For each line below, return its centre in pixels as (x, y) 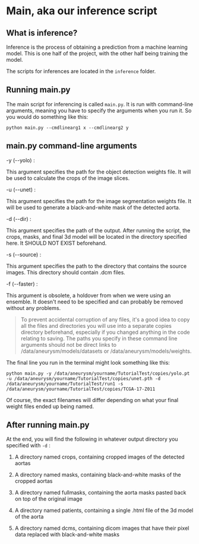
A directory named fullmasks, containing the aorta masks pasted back (100, 493)
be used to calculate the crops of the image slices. (68, 178)
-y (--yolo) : (20, 160)
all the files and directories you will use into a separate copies (96, 325)
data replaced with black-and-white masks (67, 534)
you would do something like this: (47, 116)
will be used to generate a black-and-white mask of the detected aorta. (93, 207)
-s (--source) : (24, 254)
